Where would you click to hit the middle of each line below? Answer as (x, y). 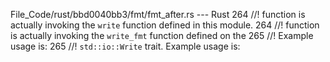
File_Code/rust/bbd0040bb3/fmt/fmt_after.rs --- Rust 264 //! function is (158, 14)
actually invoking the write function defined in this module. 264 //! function (165, 25)
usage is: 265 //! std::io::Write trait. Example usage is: (125, 46)
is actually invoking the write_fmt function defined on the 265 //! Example (162, 35)
